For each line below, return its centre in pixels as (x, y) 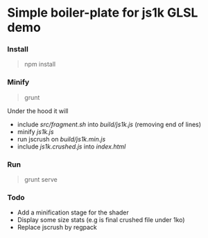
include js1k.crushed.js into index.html (71, 146)
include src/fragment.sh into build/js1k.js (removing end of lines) (109, 124)
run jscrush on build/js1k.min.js (61, 139)
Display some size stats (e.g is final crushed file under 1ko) (101, 220)
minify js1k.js (35, 131)
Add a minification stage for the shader (73, 212)
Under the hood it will (38, 111)
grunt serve (41, 180)
